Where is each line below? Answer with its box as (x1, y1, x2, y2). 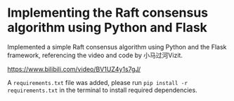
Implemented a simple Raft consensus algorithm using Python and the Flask (7, 42, 227, 51)
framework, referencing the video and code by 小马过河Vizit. (7, 51, 183, 59)
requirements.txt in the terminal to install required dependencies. (7, 86, 198, 94)
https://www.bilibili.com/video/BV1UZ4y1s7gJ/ (7, 65, 141, 73)
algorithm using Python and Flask (7, 20, 207, 36)
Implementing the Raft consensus (7, 5, 209, 21)
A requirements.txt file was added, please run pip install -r (7, 78, 188, 86)
